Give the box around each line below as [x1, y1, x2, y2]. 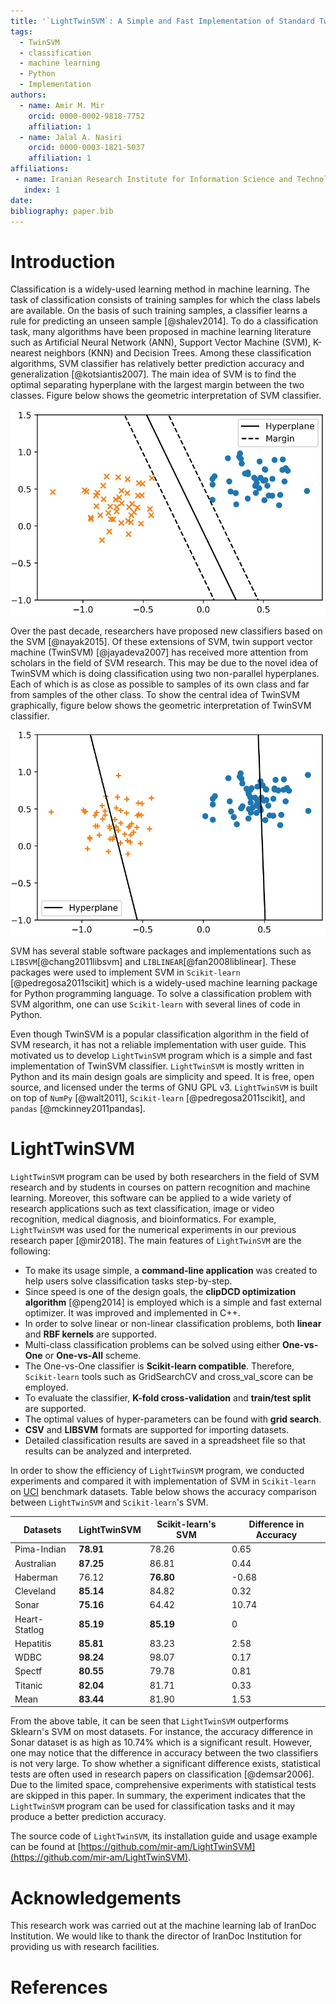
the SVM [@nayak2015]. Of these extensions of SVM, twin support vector [10, 636, 313, 648]
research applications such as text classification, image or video [10, 1202, 275, 1214]
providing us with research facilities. [10, 1941, 160, 1953]
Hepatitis [14, 1637, 52, 1649]
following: [10, 1245, 51, 1257]
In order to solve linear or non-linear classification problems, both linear [24, 1317, 322, 1329]
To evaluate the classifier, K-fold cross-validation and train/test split [24, 1391, 312, 1404]
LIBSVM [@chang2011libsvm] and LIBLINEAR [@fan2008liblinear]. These [10, 955, 297, 967]
